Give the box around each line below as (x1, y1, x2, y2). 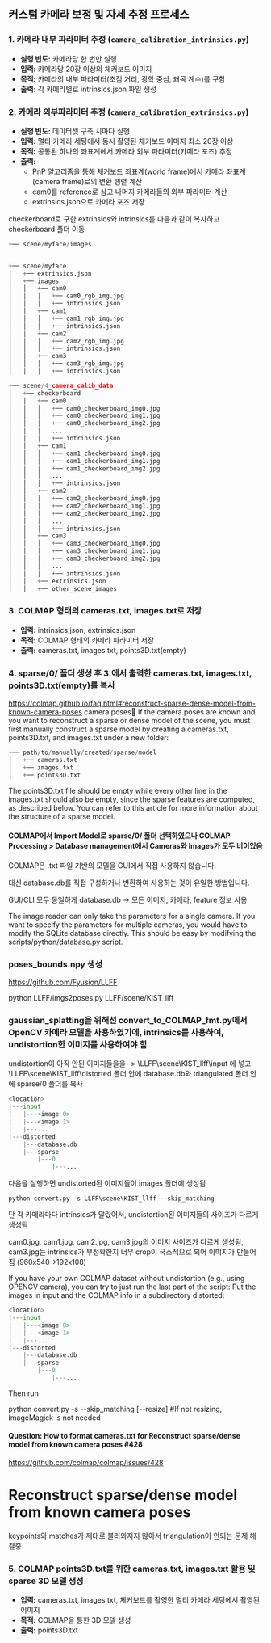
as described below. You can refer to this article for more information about (8, 803, 258, 812)
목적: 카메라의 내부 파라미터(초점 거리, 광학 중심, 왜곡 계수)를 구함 (19, 74, 226, 83)
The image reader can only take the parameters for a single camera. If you (8, 911, 256, 921)
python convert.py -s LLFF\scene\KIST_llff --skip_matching (8, 1194, 215, 1203)
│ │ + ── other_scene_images (8, 584, 117, 592)
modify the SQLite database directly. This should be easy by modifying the (8, 928, 256, 937)
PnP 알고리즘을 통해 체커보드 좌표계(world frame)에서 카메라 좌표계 (31, 166, 246, 176)
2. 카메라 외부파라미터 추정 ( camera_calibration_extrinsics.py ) (8, 106, 249, 117)
